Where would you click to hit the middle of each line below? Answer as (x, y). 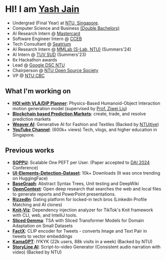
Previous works (30, 151)
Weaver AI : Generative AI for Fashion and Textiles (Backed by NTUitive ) (86, 124)
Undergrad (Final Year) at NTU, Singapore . (55, 23)
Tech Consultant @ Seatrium (42, 44)
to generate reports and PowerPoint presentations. (64, 194)
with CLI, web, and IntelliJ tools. (45, 215)
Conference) (25, 168)
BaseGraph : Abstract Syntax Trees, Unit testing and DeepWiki (76, 183)
